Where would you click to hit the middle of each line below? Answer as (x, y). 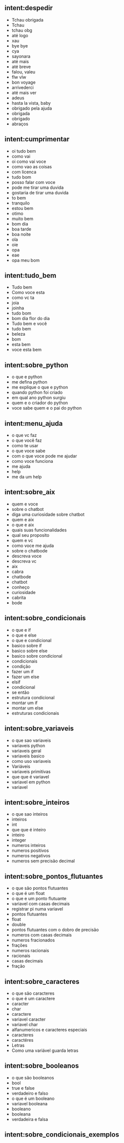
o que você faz (27, 440)
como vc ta (23, 297)
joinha (18, 308)
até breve (21, 67)
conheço (21, 587)
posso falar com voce (33, 182)
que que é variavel (30, 777)
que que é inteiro (29, 830)
